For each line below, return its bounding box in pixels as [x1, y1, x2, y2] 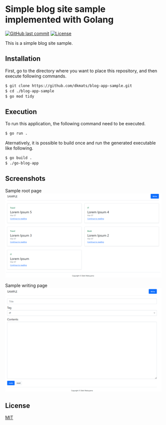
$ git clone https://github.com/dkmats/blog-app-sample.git [5, 83, 133, 88]
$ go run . [5, 131, 28, 136]
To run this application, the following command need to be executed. [5, 121, 146, 127]
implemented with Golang [5, 14, 114, 25]
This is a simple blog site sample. [5, 40, 73, 46]
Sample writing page [5, 282, 48, 289]
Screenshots [5, 174, 46, 183]
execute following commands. [5, 73, 67, 79]
